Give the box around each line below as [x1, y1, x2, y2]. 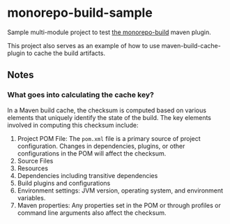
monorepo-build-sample [7, 5, 153, 21]
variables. [17, 193, 46, 202]
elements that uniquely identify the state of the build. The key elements [7, 113, 211, 121]
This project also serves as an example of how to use [7, 41, 160, 50]
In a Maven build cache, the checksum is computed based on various [7, 106, 207, 114]
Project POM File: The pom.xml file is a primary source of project [17, 134, 201, 142]
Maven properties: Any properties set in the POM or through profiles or [17, 201, 221, 209]
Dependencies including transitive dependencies [17, 171, 158, 179]
